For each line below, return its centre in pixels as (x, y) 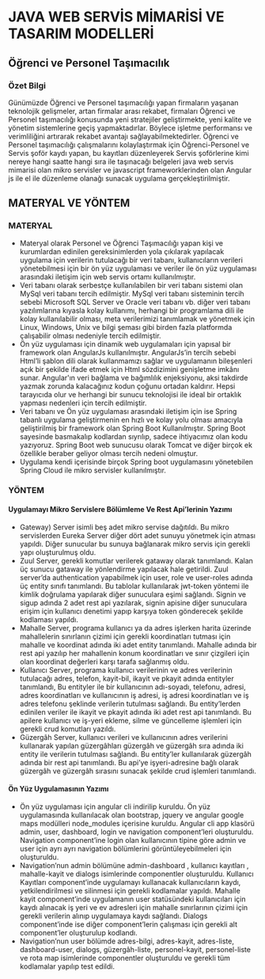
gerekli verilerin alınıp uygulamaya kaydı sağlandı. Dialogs (114, 916)
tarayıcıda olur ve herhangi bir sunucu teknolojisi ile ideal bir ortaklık (131, 394)
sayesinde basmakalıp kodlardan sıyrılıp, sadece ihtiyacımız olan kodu (133, 436)
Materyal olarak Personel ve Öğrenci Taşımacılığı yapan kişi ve (121, 243)
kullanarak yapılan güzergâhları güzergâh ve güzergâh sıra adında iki (131, 746)
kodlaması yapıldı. (49, 619)
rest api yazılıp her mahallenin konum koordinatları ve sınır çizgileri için (134, 653)
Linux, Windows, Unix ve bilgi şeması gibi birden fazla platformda (126, 327)
